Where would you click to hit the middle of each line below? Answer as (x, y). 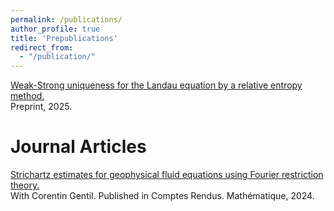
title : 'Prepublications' (64, 38)
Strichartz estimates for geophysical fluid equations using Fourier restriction (167, 175)
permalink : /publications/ (66, 19)
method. (27, 96)
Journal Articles (78, 147)
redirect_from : (42, 47)
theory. (25, 185)
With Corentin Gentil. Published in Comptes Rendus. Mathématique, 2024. (162, 196)
